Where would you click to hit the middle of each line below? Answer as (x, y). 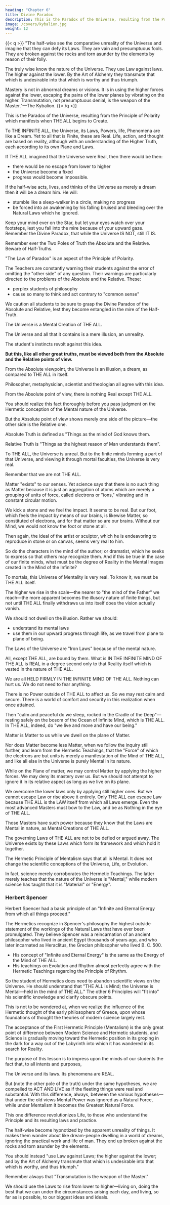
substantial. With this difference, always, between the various (69, 1094)
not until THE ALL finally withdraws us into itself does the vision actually (80, 603)
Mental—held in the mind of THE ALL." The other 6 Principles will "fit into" (82, 992)
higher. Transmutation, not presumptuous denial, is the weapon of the (78, 100)
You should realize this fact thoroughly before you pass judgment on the (80, 404)
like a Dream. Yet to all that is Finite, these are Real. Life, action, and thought (84, 136)
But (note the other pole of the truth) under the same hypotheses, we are (81, 1084)
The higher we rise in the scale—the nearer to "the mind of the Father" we (82, 592)
